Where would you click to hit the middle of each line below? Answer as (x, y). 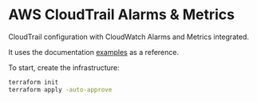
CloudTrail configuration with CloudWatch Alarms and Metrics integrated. (129, 37)
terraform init (34, 82)
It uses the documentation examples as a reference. (94, 52)
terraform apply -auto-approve (60, 89)
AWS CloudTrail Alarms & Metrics (122, 15)
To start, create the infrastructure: (64, 67)
